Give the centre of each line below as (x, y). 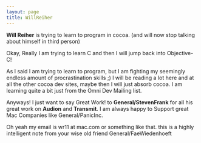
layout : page (23, 12)
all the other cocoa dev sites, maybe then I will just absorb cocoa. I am (94, 84)
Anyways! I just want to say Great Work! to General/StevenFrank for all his (100, 102)
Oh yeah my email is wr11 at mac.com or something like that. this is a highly (100, 127)
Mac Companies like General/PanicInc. (55, 115)
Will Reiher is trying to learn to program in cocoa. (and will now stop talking (101, 35)
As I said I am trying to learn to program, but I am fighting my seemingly (96, 71)
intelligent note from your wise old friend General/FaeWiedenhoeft (89, 133)
